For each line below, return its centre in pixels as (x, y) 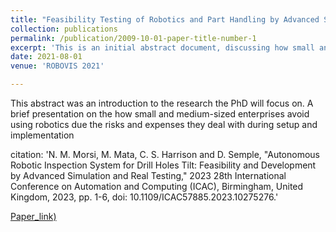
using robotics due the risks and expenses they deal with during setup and (164, 124)
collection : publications (64, 29)
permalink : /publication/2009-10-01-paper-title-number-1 (133, 38)
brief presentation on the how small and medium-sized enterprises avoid (160, 114)
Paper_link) (33, 216)
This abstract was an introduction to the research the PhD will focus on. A (162, 103)
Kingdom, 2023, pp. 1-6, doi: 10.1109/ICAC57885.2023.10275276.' (144, 197)
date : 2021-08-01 (46, 57)
